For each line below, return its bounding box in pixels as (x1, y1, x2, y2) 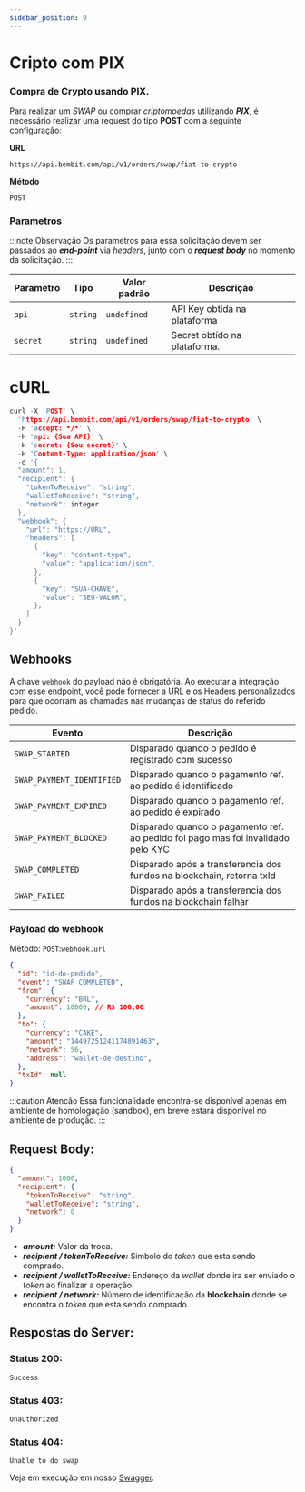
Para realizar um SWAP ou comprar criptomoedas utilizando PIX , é (9, 105, 259, 116)
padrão (118, 287, 151, 300)
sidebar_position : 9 (9, 13, 88, 23)
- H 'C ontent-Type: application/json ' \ (17, 449, 169, 458)
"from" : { (17, 986, 54, 996)
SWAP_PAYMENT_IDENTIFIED (14, 775, 122, 785)
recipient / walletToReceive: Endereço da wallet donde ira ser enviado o (22, 1270, 296, 1281)
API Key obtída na (171, 303, 247, 315)
